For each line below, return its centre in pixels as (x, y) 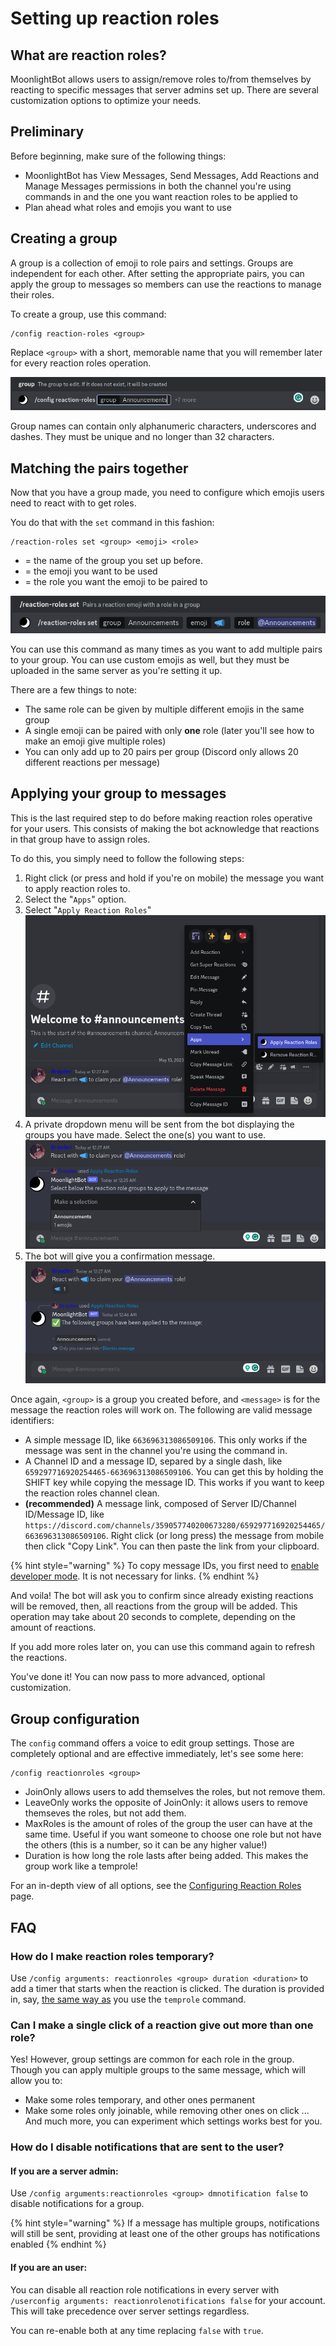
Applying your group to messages (118, 793)
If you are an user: (49, 2267)
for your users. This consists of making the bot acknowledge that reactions (165, 828)
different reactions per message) (92, 762)
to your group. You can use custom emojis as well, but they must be (150, 659)
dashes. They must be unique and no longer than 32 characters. (142, 437)
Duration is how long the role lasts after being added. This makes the (166, 1856)
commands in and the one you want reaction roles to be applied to (161, 196)
